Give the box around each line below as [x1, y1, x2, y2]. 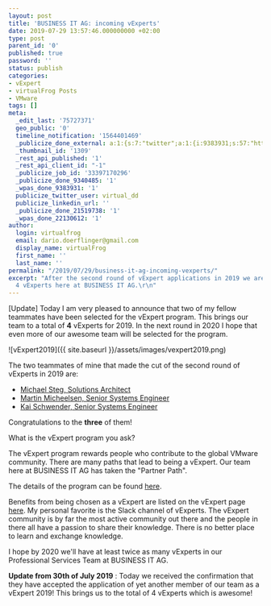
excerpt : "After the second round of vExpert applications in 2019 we [8, 274, 251, 282]
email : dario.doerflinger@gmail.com [15, 237, 139, 245]
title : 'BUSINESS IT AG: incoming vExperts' [8, 19, 161, 27]
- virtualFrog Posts [8, 86, 78, 95]
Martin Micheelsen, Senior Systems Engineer [19, 393, 170, 403]
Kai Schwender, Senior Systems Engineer [19, 402, 158, 412]
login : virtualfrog [15, 229, 81, 238]
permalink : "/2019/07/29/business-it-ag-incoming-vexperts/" [8, 267, 219, 275]
